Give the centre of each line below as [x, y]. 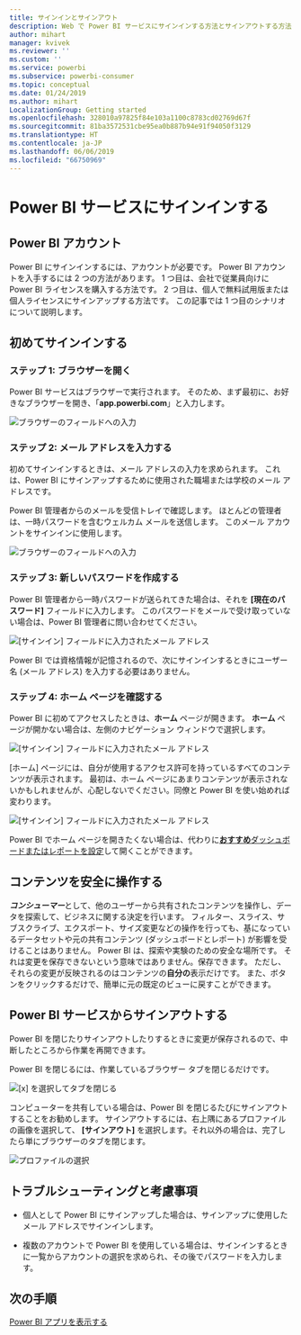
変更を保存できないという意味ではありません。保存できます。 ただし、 [155, 961]
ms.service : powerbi [48, 68]
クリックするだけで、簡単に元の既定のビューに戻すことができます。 [150, 984]
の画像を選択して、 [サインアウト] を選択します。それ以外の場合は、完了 [144, 1130]
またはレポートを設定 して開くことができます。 [111, 851]
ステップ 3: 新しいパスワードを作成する [94, 578]
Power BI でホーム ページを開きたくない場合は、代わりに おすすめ [130, 840]
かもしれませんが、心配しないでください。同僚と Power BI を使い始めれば [153, 790]
